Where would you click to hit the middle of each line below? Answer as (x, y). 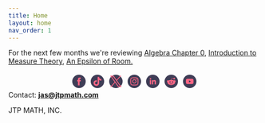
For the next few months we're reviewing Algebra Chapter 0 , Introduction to (132, 53)
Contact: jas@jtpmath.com (53, 95)
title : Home (28, 15)
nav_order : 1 (30, 30)
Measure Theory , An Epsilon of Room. (71, 61)
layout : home (30, 23)
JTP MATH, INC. (35, 110)
